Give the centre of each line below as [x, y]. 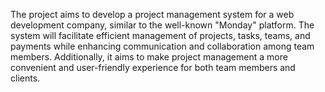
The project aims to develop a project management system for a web [152, 14]
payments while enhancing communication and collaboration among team [162, 46]
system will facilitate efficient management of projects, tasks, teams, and [160, 35]
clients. [25, 78]
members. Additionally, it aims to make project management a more [149, 57]
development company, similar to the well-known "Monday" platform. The [162, 25]
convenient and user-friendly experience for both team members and [153, 67]
